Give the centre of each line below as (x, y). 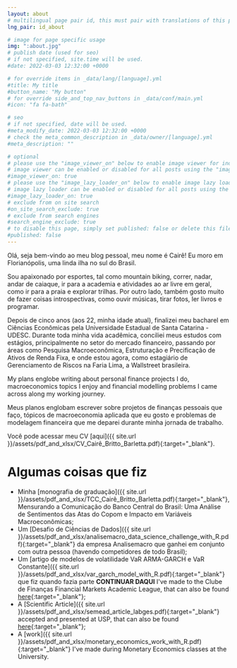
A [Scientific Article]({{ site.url (61, 604)
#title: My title (33, 85)
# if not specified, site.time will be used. (75, 60)
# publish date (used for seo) (53, 53)
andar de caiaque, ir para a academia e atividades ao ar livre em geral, (110, 284)
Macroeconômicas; (45, 521)
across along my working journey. (56, 394)
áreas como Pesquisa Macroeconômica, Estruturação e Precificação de (111, 350)
